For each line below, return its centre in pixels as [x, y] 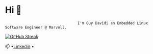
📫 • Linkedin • [20, 46]
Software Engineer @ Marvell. [36, 27]
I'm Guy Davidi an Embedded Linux [113, 23]
